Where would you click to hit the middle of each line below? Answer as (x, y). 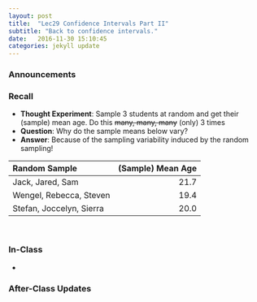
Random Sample (45, 169)
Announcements (42, 75)
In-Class (26, 250)
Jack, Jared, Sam (46, 182)
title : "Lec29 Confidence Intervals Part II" (89, 24)
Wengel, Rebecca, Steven (61, 196)
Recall (21, 96)
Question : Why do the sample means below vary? (104, 132)
